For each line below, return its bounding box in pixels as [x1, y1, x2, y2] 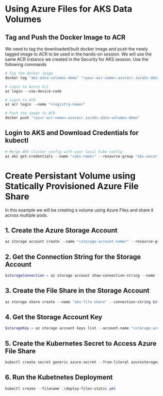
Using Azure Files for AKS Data [5, 3, 132, 15]
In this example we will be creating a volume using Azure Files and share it [5, 207, 154, 213]
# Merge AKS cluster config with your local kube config [5, 149, 123, 154]
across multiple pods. [5, 212, 49, 218]
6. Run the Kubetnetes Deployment [5, 373, 113, 381]
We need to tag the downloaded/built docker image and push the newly [5, 46, 148, 52]
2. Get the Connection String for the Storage [5, 252, 141, 261]
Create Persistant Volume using [5, 170, 136, 181]
